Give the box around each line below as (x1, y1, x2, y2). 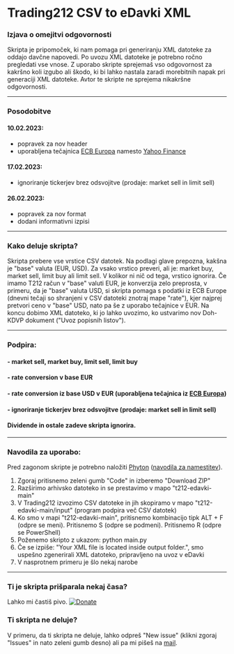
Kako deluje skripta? (7, 241, 78, 250)
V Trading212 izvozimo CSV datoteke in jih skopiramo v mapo (17, 499, 194, 507)
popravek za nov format (17, 210, 86, 218)
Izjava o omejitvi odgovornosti (7, 30, 112, 40)
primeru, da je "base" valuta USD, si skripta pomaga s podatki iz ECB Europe (7, 287, 227, 295)
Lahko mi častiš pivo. (7, 598, 68, 606)
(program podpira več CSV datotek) (74, 506, 177, 515)
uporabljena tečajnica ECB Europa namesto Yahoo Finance (17, 146, 187, 155)
